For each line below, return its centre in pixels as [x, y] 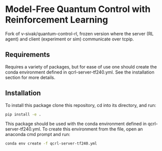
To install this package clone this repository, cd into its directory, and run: [81, 105]
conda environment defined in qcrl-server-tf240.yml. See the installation [80, 72]
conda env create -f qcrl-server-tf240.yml [51, 143]
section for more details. [30, 77]
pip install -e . [23, 114]
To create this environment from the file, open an [93, 129]
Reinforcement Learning [57, 20]
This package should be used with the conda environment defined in [76, 124]
